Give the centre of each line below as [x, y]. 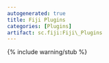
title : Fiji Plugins [37, 20]
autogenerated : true [37, 13]
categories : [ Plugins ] [39, 26]
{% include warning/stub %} [47, 52]
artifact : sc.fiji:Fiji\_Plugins [55, 33]
